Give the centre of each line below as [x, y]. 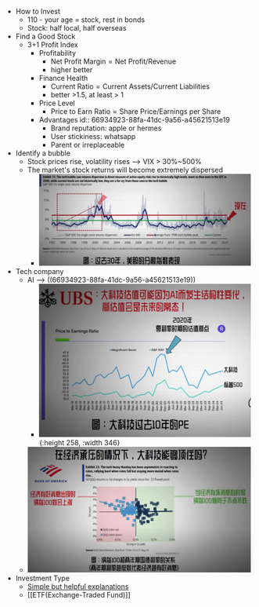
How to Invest [38, 11]
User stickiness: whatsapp [93, 136]
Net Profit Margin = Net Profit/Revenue [113, 61]
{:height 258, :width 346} [79, 443]
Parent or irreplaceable [88, 145]
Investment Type [43, 578]
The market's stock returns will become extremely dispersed [125, 170]
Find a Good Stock [45, 36]
